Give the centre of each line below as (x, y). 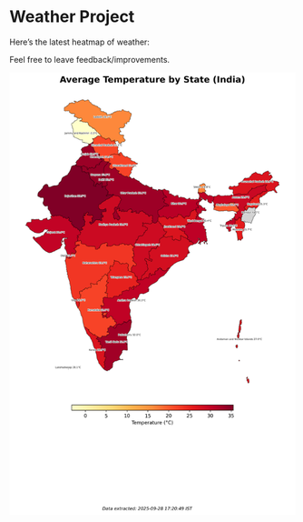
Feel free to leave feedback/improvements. (90, 59)
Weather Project (72, 17)
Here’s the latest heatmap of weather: (79, 42)
